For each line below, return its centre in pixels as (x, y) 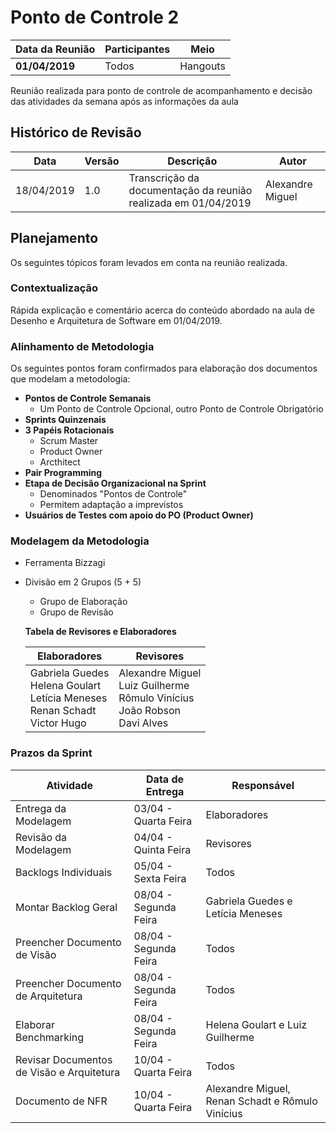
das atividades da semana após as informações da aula (124, 101)
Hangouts (202, 66)
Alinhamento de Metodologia (82, 346)
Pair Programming (63, 473)
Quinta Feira (162, 849)
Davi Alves (143, 723)
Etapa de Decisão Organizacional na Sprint (115, 483)
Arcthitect (60, 462)
